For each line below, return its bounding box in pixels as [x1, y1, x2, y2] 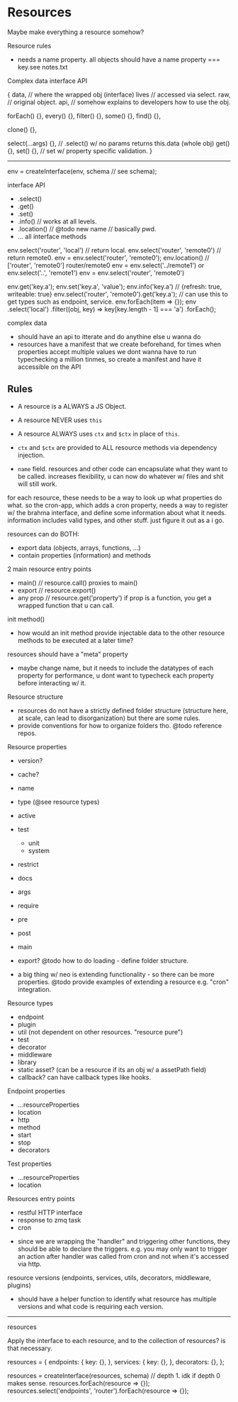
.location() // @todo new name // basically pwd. [17, 224, 157, 233]
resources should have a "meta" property [7, 650, 129, 658]
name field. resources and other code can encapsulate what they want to [17, 464, 228, 473]
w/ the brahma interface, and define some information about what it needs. [7, 508, 227, 517]
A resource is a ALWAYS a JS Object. [17, 402, 127, 410]
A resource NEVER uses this [17, 416, 103, 424]
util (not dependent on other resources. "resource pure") [17, 1027, 183, 1036]
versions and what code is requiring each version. [17, 1302, 164, 1310]
